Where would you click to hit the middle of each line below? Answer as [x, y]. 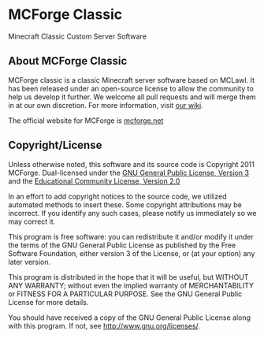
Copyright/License [55, 145]
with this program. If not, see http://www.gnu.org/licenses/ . [104, 325]
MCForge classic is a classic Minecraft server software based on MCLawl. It [131, 80]
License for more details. [48, 302]
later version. [30, 262]
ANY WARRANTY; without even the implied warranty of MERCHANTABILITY [131, 285]
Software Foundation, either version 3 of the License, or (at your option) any [132, 253]
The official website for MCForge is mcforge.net [86, 121]
